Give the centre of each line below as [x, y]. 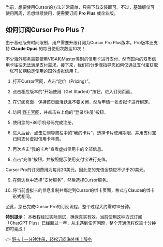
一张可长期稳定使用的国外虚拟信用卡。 [44, 71]
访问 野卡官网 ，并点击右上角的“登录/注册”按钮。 [60, 112]
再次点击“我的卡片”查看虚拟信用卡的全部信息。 [59, 149]
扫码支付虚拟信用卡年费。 [38, 139]
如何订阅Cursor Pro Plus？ [45, 30]
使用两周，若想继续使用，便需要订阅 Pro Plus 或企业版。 [62, 13]
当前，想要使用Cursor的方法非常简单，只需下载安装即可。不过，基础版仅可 [80, 7]
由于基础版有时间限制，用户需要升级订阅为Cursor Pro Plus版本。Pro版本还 [80, 42]
